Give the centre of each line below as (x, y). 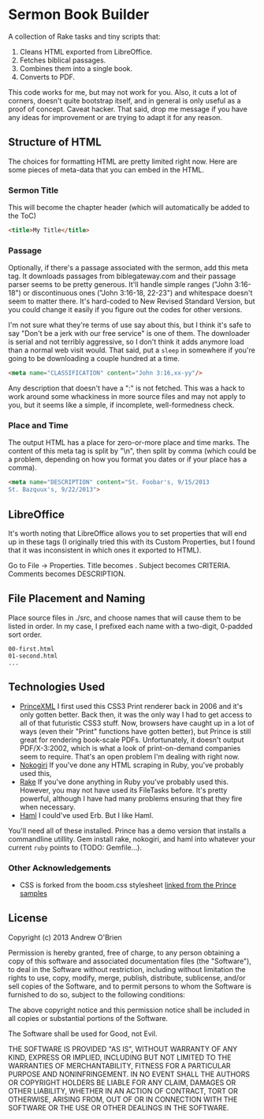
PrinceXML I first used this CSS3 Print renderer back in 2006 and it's (131, 706)
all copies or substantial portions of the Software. (88, 1018)
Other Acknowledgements (60, 868)
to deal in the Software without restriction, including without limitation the (127, 969)
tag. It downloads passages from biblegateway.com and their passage (122, 276)
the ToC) (22, 216)
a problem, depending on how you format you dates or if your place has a (127, 459)
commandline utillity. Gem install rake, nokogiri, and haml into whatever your (132, 838)
